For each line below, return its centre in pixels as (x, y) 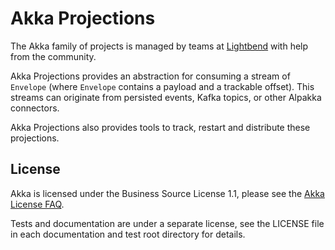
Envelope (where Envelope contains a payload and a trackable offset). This (162, 86)
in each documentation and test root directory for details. (128, 234)
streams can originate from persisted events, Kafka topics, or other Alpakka (166, 97)
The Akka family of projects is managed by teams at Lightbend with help (159, 46)
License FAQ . (37, 204)
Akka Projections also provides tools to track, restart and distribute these (160, 127)
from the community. (53, 56)
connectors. (35, 108)
